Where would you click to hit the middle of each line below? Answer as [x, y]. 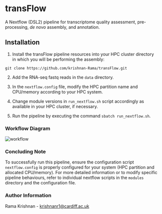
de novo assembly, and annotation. [65, 27]
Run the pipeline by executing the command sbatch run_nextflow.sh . [81, 116]
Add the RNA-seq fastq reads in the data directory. [63, 77]
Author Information [28, 196]
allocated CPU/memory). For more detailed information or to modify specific [81, 173]
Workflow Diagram [28, 128]
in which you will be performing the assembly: [58, 59]
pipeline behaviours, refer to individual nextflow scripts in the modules [74, 178]
